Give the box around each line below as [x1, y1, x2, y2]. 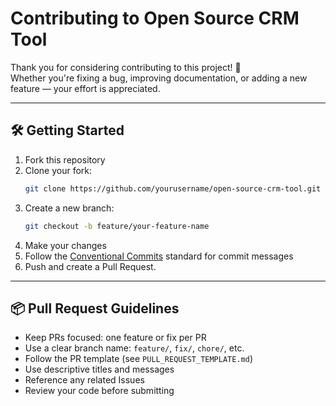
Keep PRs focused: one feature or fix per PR [24, 332, 207, 344]
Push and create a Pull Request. [24, 260, 157, 272]
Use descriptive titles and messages [24, 363, 175, 376]
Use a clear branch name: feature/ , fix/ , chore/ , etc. [24, 342, 245, 354]
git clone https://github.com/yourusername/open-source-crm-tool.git [24, 183, 322, 194]
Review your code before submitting [24, 385, 175, 397]
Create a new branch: [24, 202, 115, 214]
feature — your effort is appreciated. [10, 82, 161, 94]
